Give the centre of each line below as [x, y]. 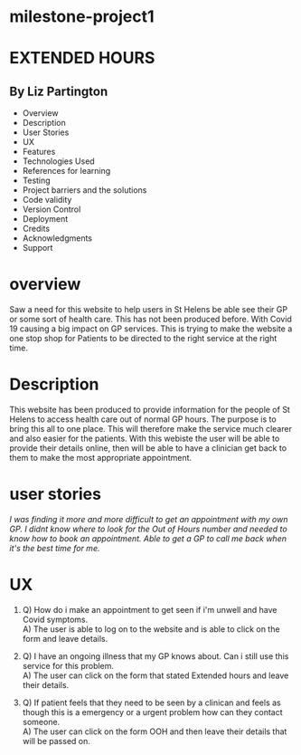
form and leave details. [65, 638]
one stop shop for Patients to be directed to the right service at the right [143, 339]
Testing [37, 181]
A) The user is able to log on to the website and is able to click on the [151, 629]
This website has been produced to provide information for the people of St [150, 410]
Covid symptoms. [55, 619]
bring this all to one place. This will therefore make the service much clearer [150, 429]
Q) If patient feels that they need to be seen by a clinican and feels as [152, 702]
